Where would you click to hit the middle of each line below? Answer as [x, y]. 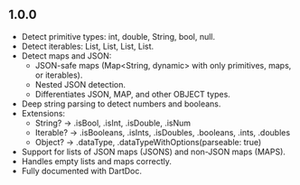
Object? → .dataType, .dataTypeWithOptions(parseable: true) [148, 142]
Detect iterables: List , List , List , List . [88, 46]
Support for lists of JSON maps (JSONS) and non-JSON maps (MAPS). [154, 152]
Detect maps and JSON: [66, 55]
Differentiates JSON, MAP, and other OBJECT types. [133, 94]
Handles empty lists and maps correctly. [97, 161]
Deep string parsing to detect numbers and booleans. [121, 104]
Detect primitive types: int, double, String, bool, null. [118, 36]
